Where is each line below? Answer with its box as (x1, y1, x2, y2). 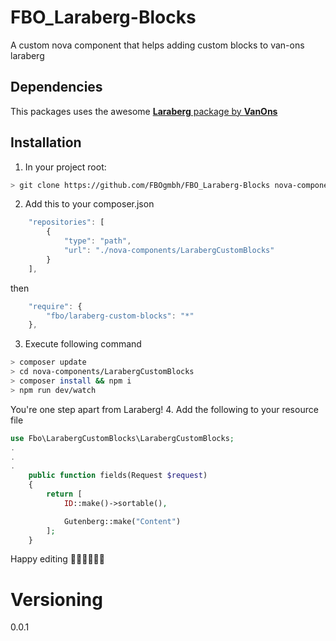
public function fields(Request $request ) (28, 471, 208, 481)
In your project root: (24, 161, 107, 173)
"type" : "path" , (63, 236, 132, 246)
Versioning (10, 588, 103, 611)
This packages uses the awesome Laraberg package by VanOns (10, 105, 278, 117)
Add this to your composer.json (24, 198, 155, 210)
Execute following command (24, 338, 142, 350)
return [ (46, 489, 83, 500)
